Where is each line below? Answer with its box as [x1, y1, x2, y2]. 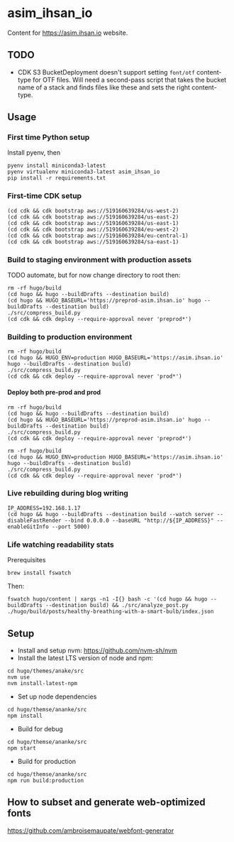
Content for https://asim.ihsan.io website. [7, 28, 128, 37]
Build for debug [17, 724, 64, 733]
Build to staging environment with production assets [7, 254, 192, 264]
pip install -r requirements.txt [7, 175, 106, 182]
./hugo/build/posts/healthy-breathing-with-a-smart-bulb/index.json [7, 608, 214, 616]
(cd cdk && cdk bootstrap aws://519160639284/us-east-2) [7, 213, 179, 221]
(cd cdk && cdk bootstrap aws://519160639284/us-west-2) [7, 207, 179, 214]
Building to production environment [7, 332, 133, 341]
